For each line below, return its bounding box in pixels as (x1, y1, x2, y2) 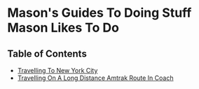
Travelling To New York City (17, 67, 98, 74)
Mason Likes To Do (7, 20, 119, 36)
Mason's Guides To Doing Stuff (7, 5, 192, 21)
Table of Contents (7, 48, 88, 60)
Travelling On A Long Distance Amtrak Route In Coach (17, 74, 174, 82)
